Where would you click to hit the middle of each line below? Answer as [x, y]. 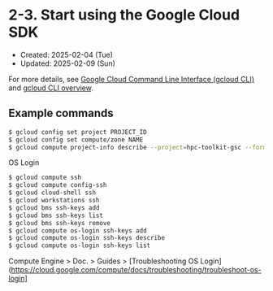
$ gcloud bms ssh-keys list [56, 215]
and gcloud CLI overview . [51, 88]
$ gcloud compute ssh [45, 178]
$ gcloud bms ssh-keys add [54, 208]
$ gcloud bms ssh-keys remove [60, 223]
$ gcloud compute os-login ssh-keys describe [87, 238]
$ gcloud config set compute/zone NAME [76, 140]
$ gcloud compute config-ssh [58, 185]
